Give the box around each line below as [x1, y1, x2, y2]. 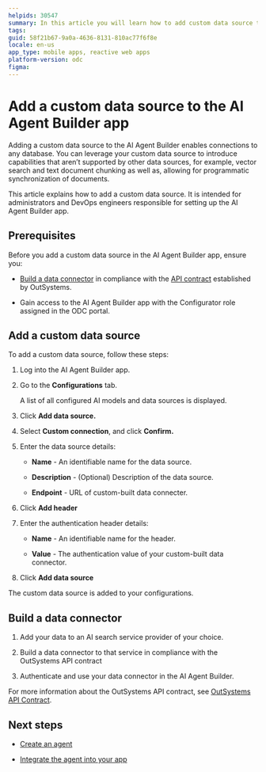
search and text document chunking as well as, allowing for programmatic [8, 165, 249, 175]
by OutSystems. [19, 282, 72, 291]
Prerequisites [8, 229, 76, 242]
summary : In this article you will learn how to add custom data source [8, 19, 253, 27]
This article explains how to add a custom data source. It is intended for [8, 189, 241, 199]
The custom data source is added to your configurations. [8, 588, 194, 598]
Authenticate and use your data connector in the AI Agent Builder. [19, 671, 234, 681]
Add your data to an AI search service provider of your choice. [19, 633, 224, 642]
